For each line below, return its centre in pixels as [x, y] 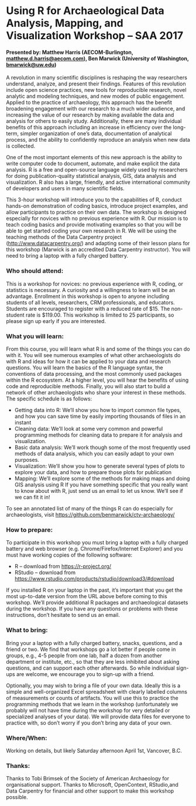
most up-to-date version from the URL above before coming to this [87, 596]
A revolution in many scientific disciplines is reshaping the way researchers [97, 78]
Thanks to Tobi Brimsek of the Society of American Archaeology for [88, 778]
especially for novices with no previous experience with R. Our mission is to [97, 218]
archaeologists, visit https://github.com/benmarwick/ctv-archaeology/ [90, 515]
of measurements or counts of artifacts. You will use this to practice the [92, 698]
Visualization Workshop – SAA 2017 [95, 36]
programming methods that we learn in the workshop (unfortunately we [92, 704]
